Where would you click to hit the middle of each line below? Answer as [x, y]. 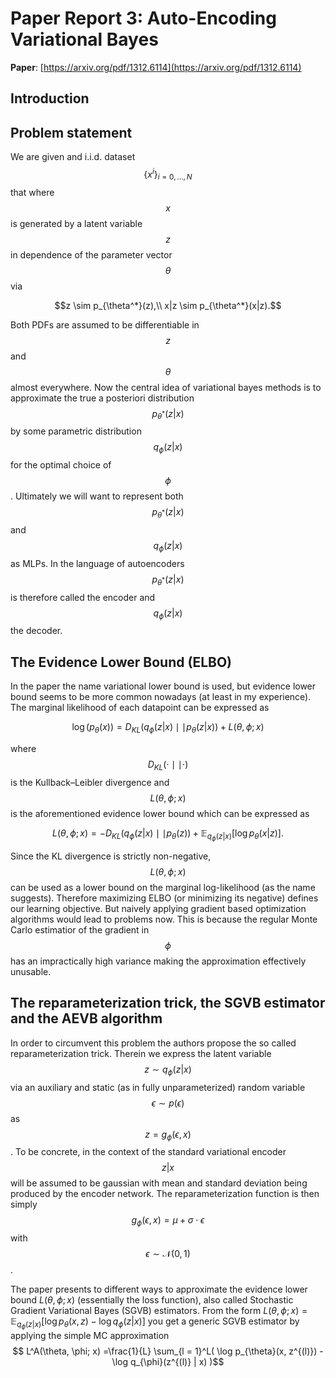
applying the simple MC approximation [90, 1336]
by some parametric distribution [76, 431]
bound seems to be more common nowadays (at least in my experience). [161, 697]
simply [24, 1204]
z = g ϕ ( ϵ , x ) [168, 1135]
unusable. [31, 971]
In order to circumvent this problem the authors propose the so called [153, 1043]
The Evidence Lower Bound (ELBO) [121, 662]
